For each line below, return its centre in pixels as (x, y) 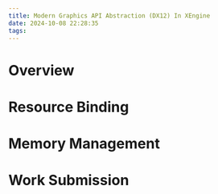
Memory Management (84, 143)
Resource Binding (69, 107)
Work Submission (69, 180)
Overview (41, 70)
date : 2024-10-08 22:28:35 (53, 23)
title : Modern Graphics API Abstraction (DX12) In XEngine (109, 16)
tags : (17, 30)
